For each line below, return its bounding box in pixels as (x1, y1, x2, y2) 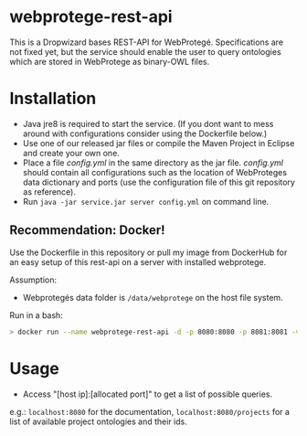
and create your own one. (22, 147, 121, 158)
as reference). (22, 186, 76, 197)
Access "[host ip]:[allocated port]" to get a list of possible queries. (22, 388, 272, 399)
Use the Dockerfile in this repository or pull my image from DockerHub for (9, 247, 288, 258)
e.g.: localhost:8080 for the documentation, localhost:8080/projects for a (9, 406, 291, 417)
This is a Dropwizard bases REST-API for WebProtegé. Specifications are (9, 37, 284, 48)
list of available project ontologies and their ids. (9, 416, 187, 427)
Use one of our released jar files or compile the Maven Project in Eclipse (22, 137, 295, 148)
